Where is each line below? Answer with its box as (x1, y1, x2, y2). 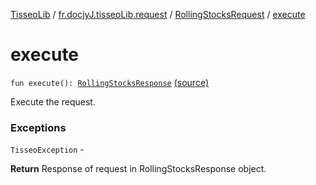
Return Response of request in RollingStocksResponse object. (10, 163, 267, 175)
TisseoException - (10, 144, 85, 156)
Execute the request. (10, 95, 96, 108)
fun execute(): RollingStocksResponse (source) (10, 76, 209, 88)
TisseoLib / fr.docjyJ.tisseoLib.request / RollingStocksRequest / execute (10, 9, 306, 20)
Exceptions (10, 120, 67, 134)
